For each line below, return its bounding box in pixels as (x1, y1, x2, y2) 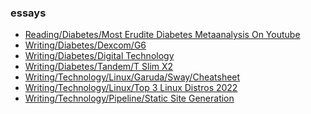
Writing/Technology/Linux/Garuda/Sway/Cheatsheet (24, 71, 241, 83)
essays (10, 6, 47, 20)
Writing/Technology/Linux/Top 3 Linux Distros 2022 (24, 82, 238, 94)
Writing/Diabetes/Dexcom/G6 (24, 39, 147, 51)
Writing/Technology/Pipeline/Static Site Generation (24, 92, 235, 105)
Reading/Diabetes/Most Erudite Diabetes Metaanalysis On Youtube (24, 29, 301, 41)
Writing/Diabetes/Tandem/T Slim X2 (24, 61, 174, 73)
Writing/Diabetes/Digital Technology (24, 50, 175, 62)
